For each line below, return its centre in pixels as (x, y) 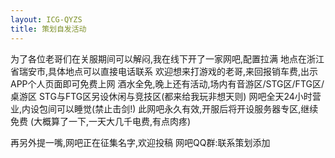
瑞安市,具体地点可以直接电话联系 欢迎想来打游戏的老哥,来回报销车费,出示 (168, 71)
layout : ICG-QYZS (46, 19)
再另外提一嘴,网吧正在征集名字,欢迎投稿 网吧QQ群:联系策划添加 (140, 142)
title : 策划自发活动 (48, 29)
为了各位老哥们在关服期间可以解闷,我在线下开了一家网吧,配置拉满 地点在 (159, 58)
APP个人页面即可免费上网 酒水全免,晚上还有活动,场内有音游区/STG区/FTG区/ (167, 83)
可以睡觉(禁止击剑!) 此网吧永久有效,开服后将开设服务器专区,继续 (187, 108)
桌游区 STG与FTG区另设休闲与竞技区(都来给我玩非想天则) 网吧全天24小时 (161, 96)
